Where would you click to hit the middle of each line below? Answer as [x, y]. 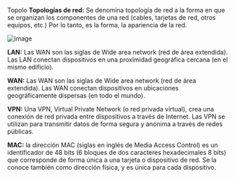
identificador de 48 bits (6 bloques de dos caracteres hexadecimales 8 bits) [117, 152]
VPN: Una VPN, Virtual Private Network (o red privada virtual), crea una [111, 109]
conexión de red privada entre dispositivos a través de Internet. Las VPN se [116, 116]
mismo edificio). [31, 67]
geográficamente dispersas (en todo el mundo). [76, 95]
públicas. [20, 131]
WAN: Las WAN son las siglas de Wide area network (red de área [102, 81]
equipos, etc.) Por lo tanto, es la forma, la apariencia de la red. [97, 25]
